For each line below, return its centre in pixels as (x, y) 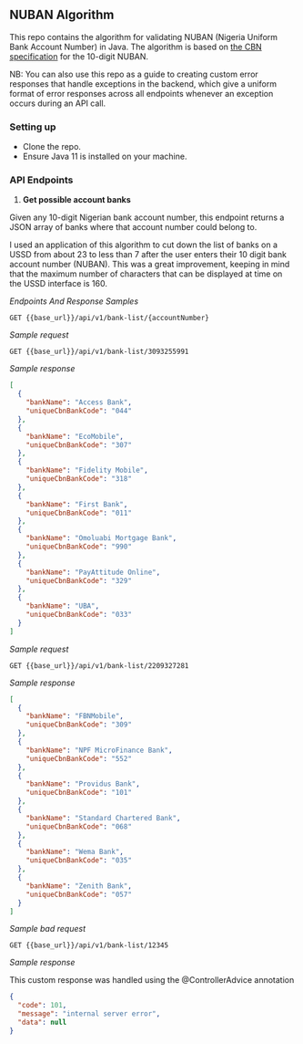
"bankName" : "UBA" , (63, 606)
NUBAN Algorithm (62, 15)
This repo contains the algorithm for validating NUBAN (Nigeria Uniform (144, 37)
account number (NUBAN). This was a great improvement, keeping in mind (150, 265)
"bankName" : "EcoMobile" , (75, 436)
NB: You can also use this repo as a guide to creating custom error (134, 74)
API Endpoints (41, 180)
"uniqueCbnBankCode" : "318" (79, 479)
